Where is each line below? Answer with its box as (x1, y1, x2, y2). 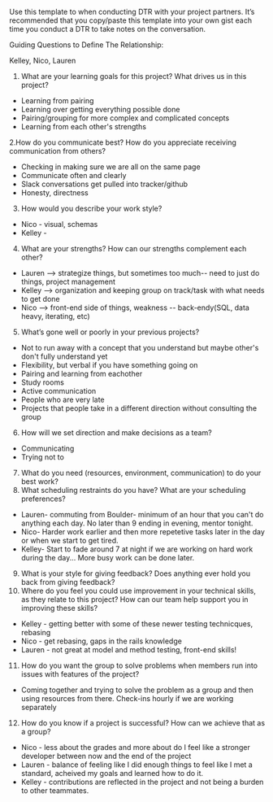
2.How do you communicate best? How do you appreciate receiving (9, 137, 236, 147)
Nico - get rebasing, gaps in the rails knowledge (20, 636, 182, 646)
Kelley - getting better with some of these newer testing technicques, (20, 619, 253, 629)
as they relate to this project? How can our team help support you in (20, 595, 249, 604)
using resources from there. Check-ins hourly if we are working (20, 694, 234, 703)
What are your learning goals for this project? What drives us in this (20, 72, 247, 81)
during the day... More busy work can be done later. (20, 553, 195, 562)
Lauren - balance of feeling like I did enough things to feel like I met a (20, 760, 253, 769)
